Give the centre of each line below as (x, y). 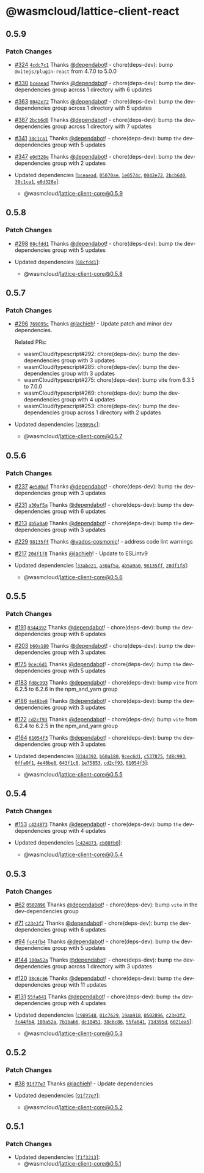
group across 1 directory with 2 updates (111, 412)
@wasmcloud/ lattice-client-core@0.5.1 (72, 1164)
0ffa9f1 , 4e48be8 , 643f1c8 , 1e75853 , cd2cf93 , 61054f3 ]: (82, 762)
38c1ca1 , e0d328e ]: (37, 181)
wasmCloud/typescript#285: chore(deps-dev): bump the (95, 367)
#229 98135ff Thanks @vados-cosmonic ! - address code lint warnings (104, 541)
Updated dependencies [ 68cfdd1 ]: (57, 262)
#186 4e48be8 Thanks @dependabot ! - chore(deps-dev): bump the (98, 700)
